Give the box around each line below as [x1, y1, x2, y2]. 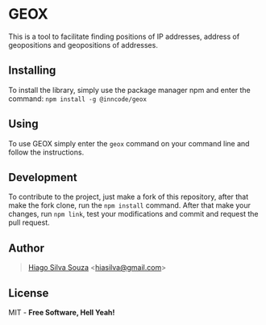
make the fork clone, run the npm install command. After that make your [8, 200, 251, 210]
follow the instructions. [8, 147, 85, 157]
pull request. [8, 217, 50, 227]
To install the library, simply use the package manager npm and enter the [8, 85, 251, 95]
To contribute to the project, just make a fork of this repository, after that [8, 192, 249, 202]
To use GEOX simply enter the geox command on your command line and [8, 138, 250, 148]
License [8, 286, 49, 300]
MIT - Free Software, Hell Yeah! [8, 308, 115, 317]
